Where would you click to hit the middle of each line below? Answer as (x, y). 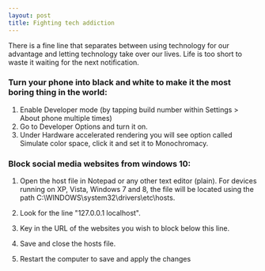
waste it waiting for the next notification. (74, 62)
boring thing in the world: (58, 92)
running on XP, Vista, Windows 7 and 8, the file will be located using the (137, 190)
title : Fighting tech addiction (61, 23)
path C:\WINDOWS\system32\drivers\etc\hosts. (97, 198)
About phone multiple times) (66, 118)
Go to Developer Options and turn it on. (83, 126)
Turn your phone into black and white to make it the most (119, 82)
